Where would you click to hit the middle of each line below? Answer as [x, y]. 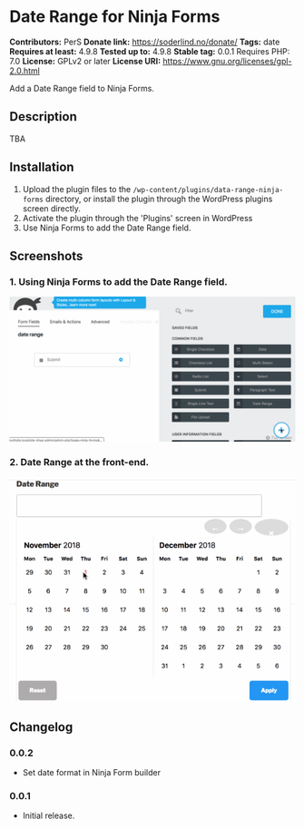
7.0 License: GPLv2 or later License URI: [85, 61]
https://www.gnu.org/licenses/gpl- [227, 61]
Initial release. [49, 816]
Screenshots [46, 256]
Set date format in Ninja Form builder [92, 773]
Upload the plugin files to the [77, 189]
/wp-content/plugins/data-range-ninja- [208, 190]
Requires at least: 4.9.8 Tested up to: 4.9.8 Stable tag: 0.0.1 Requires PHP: [150, 51]
